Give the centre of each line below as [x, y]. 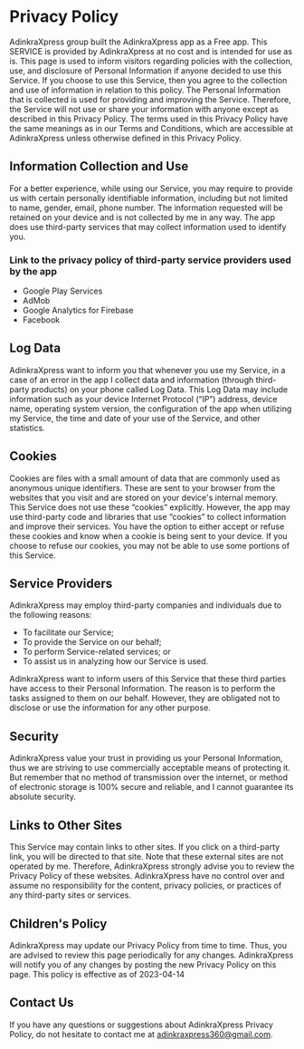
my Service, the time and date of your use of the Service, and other [135, 418]
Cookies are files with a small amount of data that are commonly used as [145, 478]
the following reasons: [51, 615]
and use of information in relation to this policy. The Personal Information [145, 90]
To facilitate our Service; [68, 632]
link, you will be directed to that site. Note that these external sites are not [147, 857]
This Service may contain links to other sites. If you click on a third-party [145, 847]
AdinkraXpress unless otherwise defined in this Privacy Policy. [126, 138]
